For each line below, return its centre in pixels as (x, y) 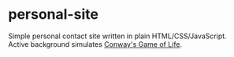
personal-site (53, 14)
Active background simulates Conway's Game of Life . (95, 44)
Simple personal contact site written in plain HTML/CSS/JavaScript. (117, 36)
